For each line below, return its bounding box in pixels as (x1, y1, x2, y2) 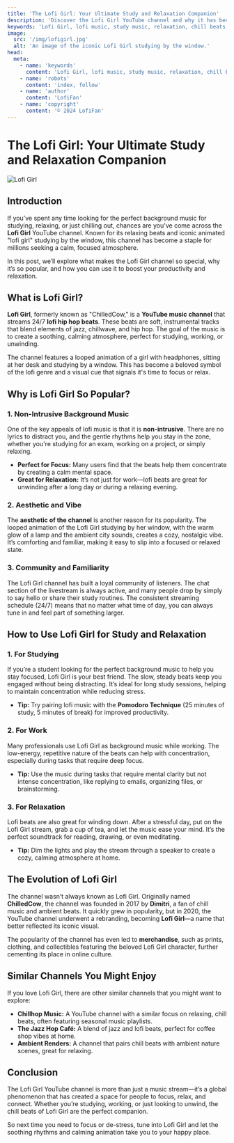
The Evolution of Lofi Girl (7, 874, 117, 885)
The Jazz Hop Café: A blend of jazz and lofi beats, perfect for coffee (17, 1024, 216, 1032)
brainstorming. (17, 785, 60, 793)
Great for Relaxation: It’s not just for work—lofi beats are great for (17, 475, 208, 484)
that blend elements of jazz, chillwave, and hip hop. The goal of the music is (7, 325, 226, 333)
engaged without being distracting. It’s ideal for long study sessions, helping (7, 680, 226, 688)
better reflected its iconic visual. (7, 922, 100, 930)
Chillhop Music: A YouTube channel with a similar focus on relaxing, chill (17, 1009, 227, 1018)
